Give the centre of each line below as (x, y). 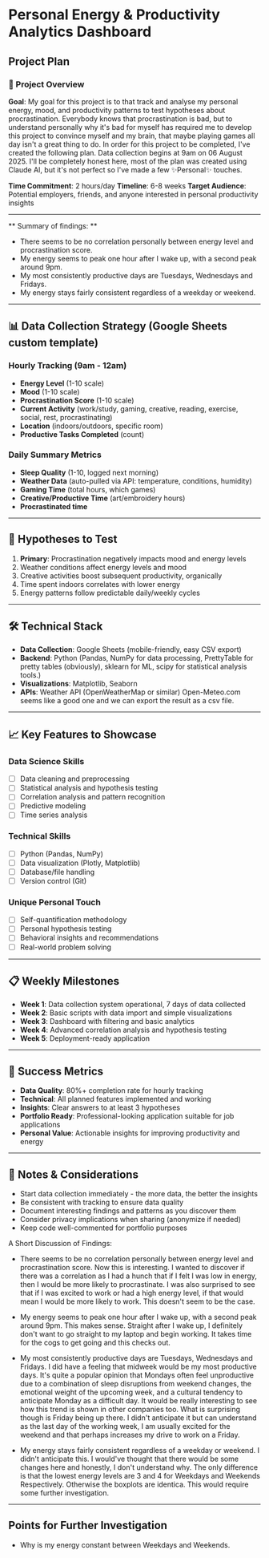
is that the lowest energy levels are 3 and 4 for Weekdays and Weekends (140, 1476)
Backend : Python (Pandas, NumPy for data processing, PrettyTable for (137, 658)
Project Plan (39, 61)
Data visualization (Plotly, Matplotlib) (80, 863)
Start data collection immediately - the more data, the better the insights (139, 1194)
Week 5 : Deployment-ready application (85, 1038)
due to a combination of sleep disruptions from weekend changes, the (136, 1384)
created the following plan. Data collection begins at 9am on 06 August (125, 152)
